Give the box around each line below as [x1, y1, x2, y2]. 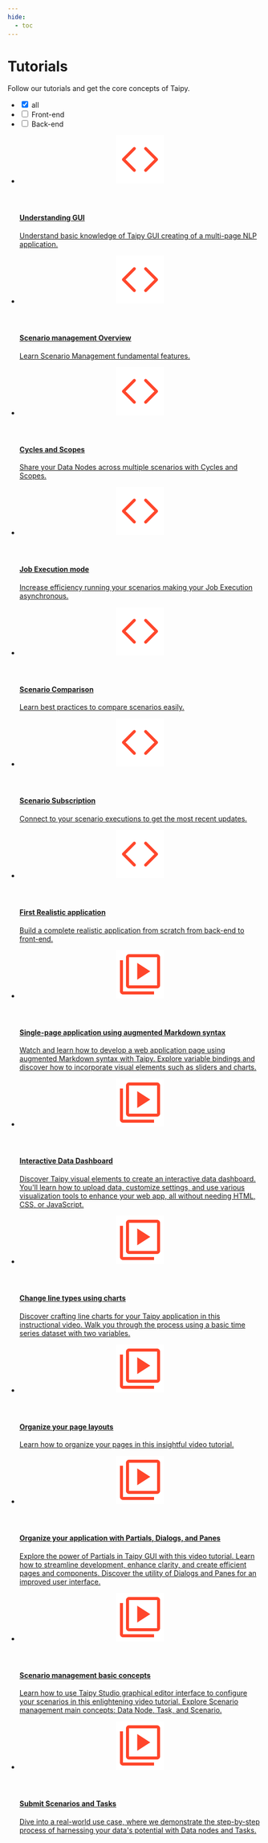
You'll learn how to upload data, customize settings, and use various [18, 1182, 246, 1192]
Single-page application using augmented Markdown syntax [18, 1027, 226, 1037]
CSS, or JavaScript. [18, 1199, 84, 1209]
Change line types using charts [18, 1293, 126, 1303]
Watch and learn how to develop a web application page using [18, 1045, 225, 1055]
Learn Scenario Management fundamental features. [18, 351, 190, 361]
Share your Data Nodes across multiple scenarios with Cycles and [18, 463, 238, 472]
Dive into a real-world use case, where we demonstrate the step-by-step [18, 1816, 260, 1826]
